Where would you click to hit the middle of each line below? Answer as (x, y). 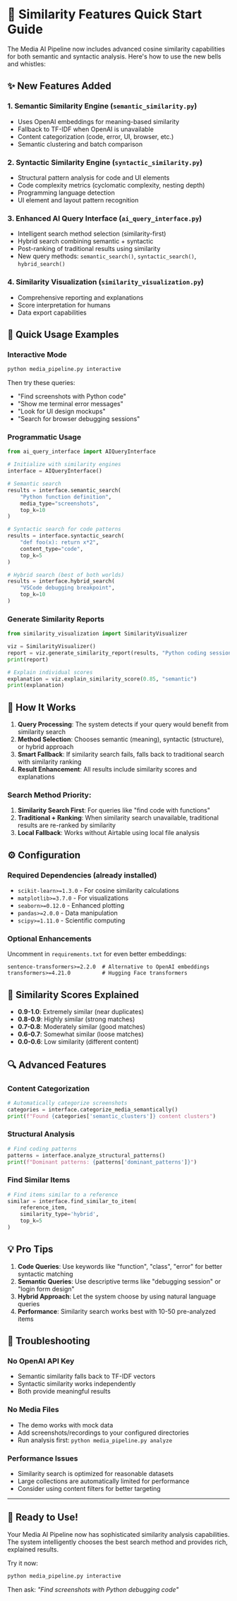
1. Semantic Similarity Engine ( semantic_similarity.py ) (102, 106)
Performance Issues (43, 1458)
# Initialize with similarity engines (64, 465)
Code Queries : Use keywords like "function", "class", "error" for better (120, 1266)
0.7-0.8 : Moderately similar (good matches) (81, 1027)
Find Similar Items (39, 1180)
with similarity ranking (49, 762)
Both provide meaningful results (64, 1392)
